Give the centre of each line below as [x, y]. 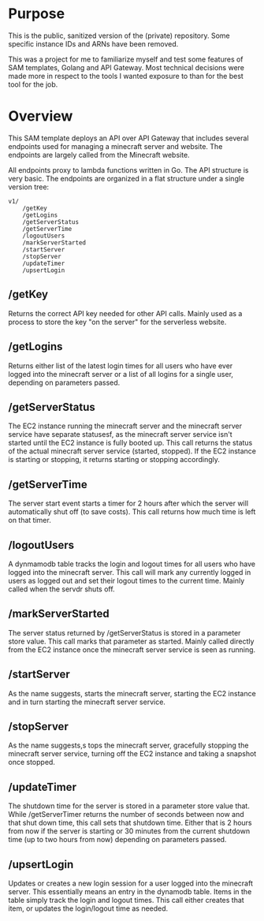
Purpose [37, 14]
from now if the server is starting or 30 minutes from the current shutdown [129, 831]
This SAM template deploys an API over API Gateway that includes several [129, 138]
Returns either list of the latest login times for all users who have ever [121, 365]
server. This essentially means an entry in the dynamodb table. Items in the [130, 891]
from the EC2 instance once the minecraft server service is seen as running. [132, 649]
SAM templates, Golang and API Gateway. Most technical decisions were [126, 67]
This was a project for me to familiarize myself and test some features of [126, 59]
